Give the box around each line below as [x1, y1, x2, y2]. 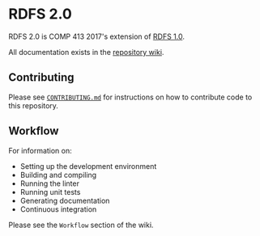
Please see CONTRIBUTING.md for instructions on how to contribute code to [8, 92, 253, 102]
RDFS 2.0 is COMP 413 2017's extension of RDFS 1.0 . [8, 32, 185, 41]
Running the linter [19, 179, 79, 188]
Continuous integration [19, 204, 97, 214]
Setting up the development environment [19, 161, 157, 171]
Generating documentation [19, 196, 110, 205]
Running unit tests [19, 187, 81, 196]
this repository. [8, 100, 59, 110]
